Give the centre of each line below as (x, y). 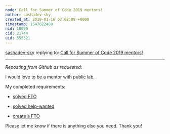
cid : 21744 (17, 33)
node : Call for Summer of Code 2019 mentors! (54, 10)
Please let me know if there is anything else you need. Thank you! (74, 126)
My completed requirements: (35, 86)
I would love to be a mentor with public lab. (50, 77)
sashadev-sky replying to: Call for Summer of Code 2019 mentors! (74, 52)
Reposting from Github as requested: (44, 67)
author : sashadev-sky (28, 15)
